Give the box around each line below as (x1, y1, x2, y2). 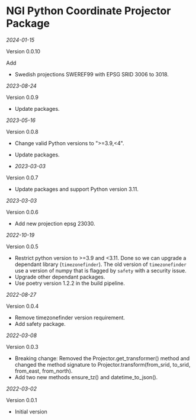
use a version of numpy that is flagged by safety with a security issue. (14, 267, 187, 274)
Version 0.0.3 (6, 343, 38, 350)
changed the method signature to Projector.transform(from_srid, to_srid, (14, 361, 191, 368)
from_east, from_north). (14, 367, 73, 374)
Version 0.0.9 (6, 94, 39, 101)
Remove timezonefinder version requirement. (14, 314, 126, 321)
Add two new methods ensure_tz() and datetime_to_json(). (14, 373, 158, 380)
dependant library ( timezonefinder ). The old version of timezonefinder (14, 261, 187, 268)
